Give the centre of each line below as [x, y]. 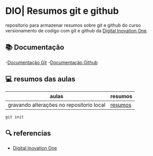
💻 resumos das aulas [40, 79]
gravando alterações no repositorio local [57, 105]
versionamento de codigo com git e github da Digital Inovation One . [76, 30]
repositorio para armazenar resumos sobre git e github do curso [73, 25]
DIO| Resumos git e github [62, 11]
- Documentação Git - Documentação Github [52, 62]
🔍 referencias [28, 133]
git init [15, 117]
